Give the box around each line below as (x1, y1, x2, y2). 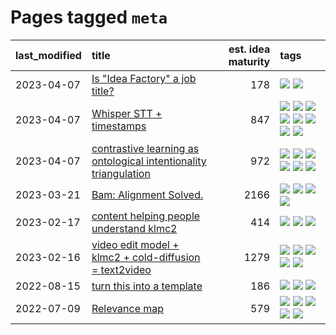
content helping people (91, 209, 201, 223)
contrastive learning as (91, 141, 200, 155)
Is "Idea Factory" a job (91, 71, 197, 85)
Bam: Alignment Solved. (91, 187, 204, 201)
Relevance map (91, 301, 165, 315)
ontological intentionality (91, 154, 207, 168)
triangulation (91, 166, 151, 180)
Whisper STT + (91, 106, 163, 120)
